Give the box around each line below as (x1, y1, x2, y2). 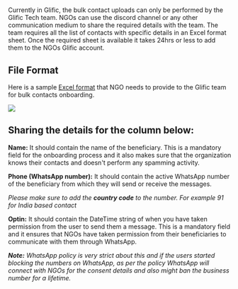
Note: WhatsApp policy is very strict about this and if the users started (8, 251, 215, 259)
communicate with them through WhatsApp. (8, 237, 137, 246)
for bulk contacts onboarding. (8, 91, 95, 99)
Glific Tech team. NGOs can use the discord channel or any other (8, 13, 198, 22)
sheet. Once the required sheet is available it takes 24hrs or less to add (8, 36, 216, 45)
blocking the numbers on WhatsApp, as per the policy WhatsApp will (8, 258, 210, 267)
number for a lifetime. (8, 273, 72, 282)
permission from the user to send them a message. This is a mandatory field (8, 222, 231, 231)
